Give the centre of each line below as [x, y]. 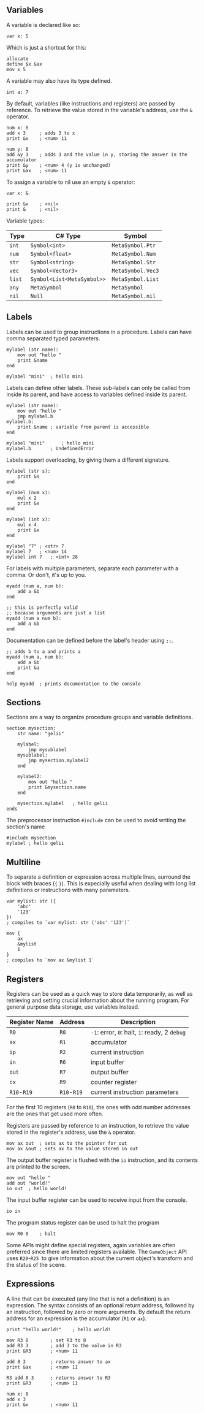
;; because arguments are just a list [56, 613]
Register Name [32, 1022]
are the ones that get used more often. [55, 1114]
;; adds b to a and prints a [43, 652]
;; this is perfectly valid [42, 607]
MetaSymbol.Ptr [134, 245]
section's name [26, 827]
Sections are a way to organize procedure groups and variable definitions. [100, 717]
